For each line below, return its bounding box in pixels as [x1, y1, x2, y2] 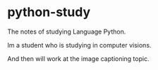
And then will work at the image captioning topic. [7, 54, 150, 63]
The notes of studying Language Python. [7, 27, 126, 36]
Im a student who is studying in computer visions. [7, 41, 152, 49]
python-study [7, 4, 91, 20]
